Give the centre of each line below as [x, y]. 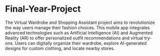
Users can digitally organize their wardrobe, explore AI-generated [81, 43]
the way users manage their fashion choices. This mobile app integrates [78, 27]
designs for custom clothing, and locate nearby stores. [60, 48]
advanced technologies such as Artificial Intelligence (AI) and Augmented [79, 33]
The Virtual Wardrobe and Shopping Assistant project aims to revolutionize [80, 22]
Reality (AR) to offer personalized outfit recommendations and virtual [74, 38]
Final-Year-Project [43, 9]
